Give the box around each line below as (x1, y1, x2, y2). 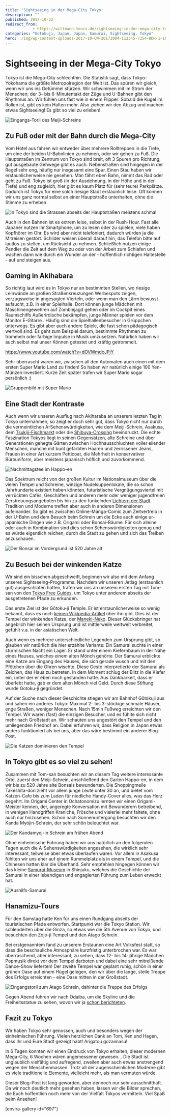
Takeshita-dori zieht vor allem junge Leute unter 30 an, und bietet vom (5, 787, 153, 793)
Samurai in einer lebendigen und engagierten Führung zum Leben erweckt (5, 872, 161, 878)
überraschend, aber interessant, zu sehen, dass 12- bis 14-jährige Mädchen (5, 952, 164, 958)
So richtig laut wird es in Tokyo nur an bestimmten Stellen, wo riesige (5, 285, 150, 291)
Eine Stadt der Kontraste (5, 399, 85, 408)
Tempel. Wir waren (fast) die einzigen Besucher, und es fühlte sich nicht (5, 711, 157, 718)
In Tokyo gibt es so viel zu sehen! (5, 758, 113, 766)
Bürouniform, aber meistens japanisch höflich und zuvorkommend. (5, 456, 145, 463)
